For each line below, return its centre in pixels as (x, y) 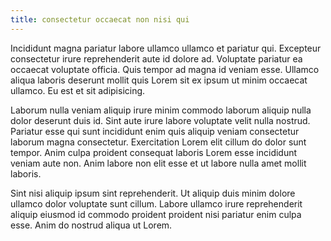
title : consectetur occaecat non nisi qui (100, 19)
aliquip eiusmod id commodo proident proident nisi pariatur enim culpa (156, 214)
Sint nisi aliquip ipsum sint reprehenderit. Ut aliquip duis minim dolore (153, 193)
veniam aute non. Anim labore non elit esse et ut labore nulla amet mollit (158, 163)
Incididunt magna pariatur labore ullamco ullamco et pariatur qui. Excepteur (166, 48)
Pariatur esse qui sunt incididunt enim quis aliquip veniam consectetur (155, 131)
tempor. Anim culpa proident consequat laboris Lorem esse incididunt (154, 152)
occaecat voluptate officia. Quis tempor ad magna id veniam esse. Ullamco (165, 69)
